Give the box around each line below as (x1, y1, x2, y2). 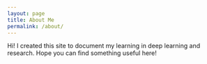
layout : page (7, 10, 45, 17)
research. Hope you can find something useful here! (7, 49, 157, 57)
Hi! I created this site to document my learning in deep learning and (7, 42, 201, 50)
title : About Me (7, 17, 54, 23)
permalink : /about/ (7, 23, 64, 30)
